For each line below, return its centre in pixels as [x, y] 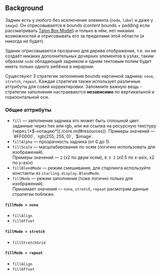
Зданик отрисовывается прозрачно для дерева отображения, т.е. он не [81, 50]
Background [24, 8]
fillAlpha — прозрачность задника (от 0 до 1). [61, 142]
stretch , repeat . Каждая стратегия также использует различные [73, 81]
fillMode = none [22, 205]
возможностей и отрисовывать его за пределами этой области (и [75, 36]
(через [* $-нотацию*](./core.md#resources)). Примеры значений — [83, 131]
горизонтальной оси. [27, 97]
